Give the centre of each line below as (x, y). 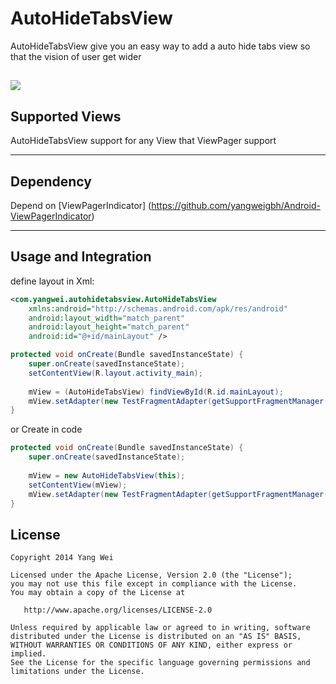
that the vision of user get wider (76, 56)
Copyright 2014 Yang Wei (62, 558)
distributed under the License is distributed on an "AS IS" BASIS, (156, 637)
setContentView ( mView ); (78, 485)
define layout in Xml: (52, 281)
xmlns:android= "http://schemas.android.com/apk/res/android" (158, 308)
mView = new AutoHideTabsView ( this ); (107, 475)
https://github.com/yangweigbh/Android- (236, 205)
